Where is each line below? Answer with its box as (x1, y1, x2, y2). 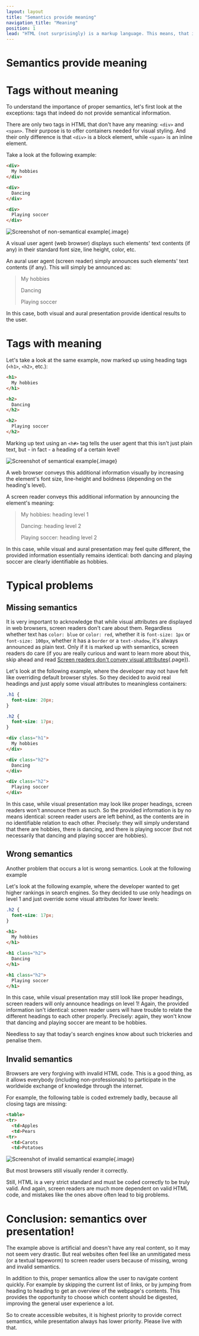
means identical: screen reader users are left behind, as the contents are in (6, 813, 190, 820)
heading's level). (6, 482, 47, 489)
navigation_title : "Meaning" (6, 20, 78, 26)
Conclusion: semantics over (6, 1212, 147, 1226)
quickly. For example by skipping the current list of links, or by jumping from (6, 1281, 191, 1288)
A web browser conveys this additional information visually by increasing (6, 468, 184, 476)
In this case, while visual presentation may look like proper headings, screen (6, 800, 192, 808)
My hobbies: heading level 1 (20, 511, 89, 518)
